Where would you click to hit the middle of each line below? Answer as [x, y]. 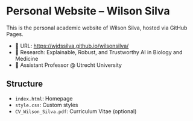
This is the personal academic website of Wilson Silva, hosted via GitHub [97, 28]
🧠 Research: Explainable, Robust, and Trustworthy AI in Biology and [99, 52]
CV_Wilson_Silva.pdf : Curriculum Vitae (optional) [76, 111]
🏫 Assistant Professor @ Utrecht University [68, 65]
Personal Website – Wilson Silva [88, 11]
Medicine [27, 58]
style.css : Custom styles [46, 105]
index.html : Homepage [44, 98]
